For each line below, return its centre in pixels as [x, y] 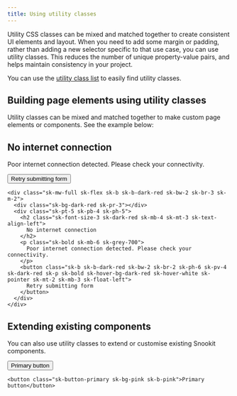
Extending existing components [79, 326]
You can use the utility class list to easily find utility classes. [94, 78]
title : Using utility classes [52, 14]
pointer [19, 280]
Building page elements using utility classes [107, 100]
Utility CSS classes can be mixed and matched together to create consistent [118, 34]
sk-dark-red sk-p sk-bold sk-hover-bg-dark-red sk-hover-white [103, 274]
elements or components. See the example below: [81, 125]
